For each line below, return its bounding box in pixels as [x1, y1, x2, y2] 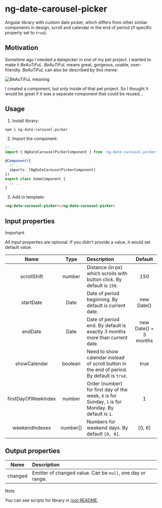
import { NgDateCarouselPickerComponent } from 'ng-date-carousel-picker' [5, 150, 159, 154]
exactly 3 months [86, 328, 126, 335]
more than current [86, 334, 128, 341]
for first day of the [86, 386, 128, 393]
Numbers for [86, 418, 116, 425]
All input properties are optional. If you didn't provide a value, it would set [5, 239, 151, 245]
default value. [5, 245, 32, 250]
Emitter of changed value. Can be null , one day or [32, 469, 146, 476]
